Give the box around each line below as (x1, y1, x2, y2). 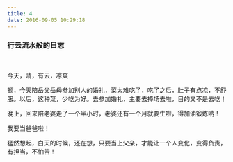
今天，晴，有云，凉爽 (7, 71, 68, 80)
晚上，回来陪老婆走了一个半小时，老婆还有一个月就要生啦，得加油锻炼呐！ (7, 109, 220, 118)
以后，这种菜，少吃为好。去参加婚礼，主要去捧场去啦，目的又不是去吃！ (19, 94, 227, 102)
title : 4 (7, 10, 33, 17)
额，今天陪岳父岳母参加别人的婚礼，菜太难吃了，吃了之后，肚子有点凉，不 (7, 86, 220, 94)
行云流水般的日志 (7, 41, 65, 51)
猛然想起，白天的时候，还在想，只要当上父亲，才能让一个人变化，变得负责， (7, 138, 227, 147)
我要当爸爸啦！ (7, 124, 50, 132)
